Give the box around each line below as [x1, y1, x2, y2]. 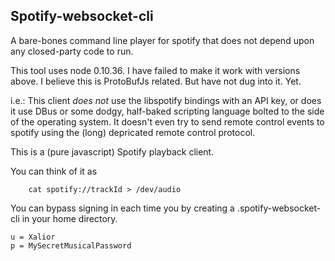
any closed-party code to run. [10, 45, 134, 57]
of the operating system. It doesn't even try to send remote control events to [10, 115, 325, 128]
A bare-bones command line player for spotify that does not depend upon [10, 34, 315, 46]
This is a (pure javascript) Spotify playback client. [10, 145, 215, 158]
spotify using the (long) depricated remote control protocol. [10, 126, 256, 138]
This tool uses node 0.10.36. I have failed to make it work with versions [10, 64, 301, 76]
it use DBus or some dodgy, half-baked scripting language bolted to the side [10, 105, 325, 117]
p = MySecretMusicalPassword [10, 240, 132, 251]
